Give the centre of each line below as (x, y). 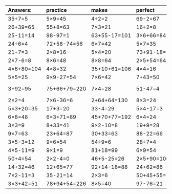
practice (56, 10)
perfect (145, 10)
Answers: (20, 10)
